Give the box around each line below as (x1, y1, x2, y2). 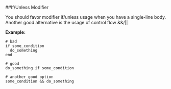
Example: (5, 29, 26, 35)
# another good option (5, 74, 54, 79)
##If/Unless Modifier (5, 5, 49, 10)
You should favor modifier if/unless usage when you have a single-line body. (5, 14, 166, 20)
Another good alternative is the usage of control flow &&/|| (5, 20, 128, 25)
